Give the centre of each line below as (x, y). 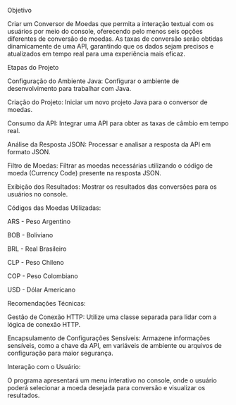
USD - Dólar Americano (42, 289)
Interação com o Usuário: (44, 367)
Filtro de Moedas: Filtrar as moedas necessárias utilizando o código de (110, 166)
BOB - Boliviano (30, 235)
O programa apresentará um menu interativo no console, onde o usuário (112, 380)
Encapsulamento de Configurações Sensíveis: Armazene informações (109, 338)
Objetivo (19, 10)
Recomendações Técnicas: (46, 303)
